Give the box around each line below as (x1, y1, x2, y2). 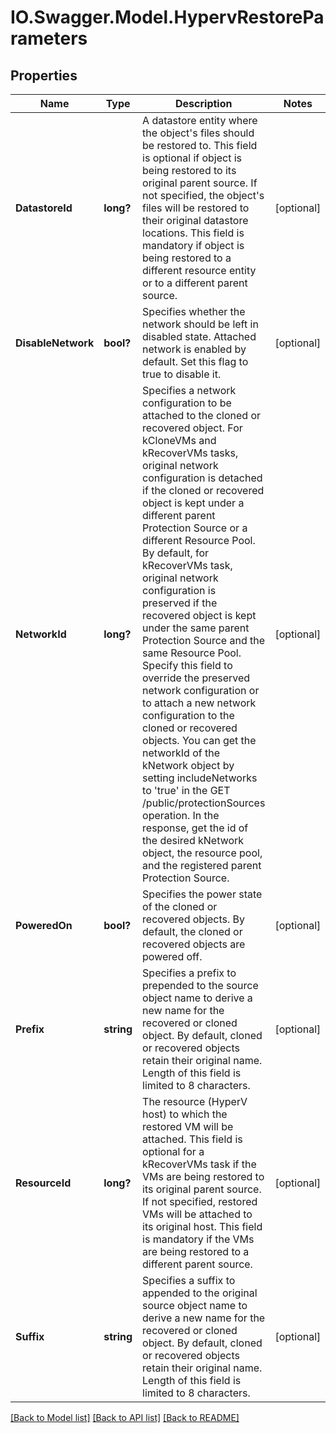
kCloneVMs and (142, 434, 217, 447)
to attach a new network (142, 696, 257, 710)
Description (175, 97, 233, 110)
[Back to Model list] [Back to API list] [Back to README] (10, 1412, 240, 1423)
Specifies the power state (142, 887, 263, 901)
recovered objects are (142, 937, 246, 951)
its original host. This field (142, 1220, 263, 1233)
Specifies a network (142, 384, 237, 397)
